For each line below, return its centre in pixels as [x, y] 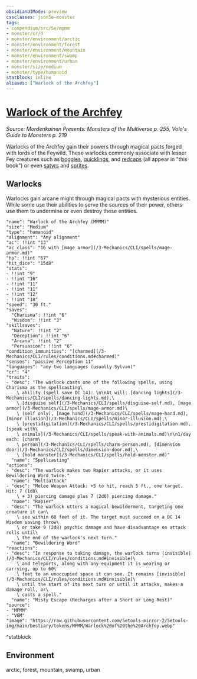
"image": [17, 620]
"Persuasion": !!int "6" [42, 346]
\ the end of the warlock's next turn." [67, 538]
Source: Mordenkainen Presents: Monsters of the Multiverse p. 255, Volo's [97, 128]
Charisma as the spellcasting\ [45, 387]
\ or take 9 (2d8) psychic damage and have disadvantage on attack [101, 527]
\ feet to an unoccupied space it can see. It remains [86, 574]
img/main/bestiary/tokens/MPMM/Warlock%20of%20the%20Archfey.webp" [91, 626]
